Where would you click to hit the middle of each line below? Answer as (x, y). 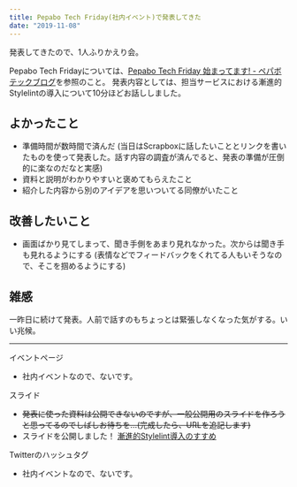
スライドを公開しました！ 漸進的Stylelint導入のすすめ (119, 436)
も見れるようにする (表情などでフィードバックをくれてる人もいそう (144, 255)
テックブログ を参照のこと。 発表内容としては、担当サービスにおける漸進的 (146, 81)
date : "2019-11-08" (45, 26)
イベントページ (36, 357)
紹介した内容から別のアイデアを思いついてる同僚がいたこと (130, 190)
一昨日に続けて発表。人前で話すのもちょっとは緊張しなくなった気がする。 (145, 319)
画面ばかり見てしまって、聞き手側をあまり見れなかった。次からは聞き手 (153, 244)
